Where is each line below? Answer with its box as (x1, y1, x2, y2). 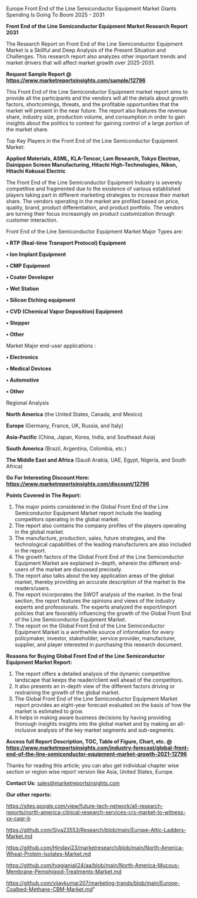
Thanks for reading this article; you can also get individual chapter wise (6, 762, 179, 769)
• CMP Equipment (6, 262, 51, 269)
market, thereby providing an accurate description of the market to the (14, 578, 186, 585)
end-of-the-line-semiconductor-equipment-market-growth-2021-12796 (6, 751, 187, 757)
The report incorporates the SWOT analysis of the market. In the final (14, 591, 182, 598)
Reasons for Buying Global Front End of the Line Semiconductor (6, 653, 165, 659)
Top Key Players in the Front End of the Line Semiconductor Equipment (6, 137, 178, 144)
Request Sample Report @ (6, 71, 72, 77)
